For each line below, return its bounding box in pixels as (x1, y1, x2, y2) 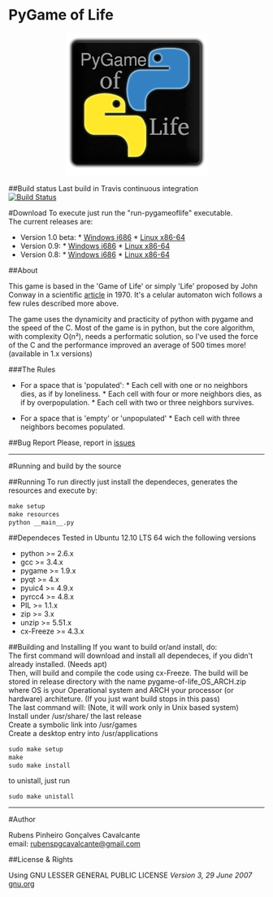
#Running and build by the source (8, 461, 122, 471)
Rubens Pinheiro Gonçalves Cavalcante (8, 830, 141, 839)
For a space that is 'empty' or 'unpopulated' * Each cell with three (19, 413, 240, 423)
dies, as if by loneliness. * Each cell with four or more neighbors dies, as (19, 389, 262, 398)
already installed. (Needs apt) (8, 659, 107, 668)
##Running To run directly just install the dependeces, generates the (8, 477, 238, 486)
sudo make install (8, 761, 71, 769)
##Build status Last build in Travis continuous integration (8, 183, 199, 193)
